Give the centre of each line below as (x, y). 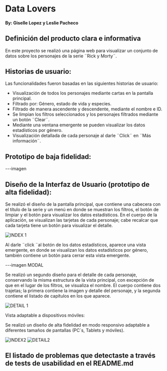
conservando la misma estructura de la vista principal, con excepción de (80, 280)
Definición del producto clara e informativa (73, 39)
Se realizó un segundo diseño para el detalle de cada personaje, (71, 275)
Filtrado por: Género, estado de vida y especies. (62, 104)
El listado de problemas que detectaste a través (81, 356)
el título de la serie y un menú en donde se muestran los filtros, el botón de (82, 210)
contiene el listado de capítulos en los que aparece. (58, 296)
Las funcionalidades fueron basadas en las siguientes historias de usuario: (82, 83)
